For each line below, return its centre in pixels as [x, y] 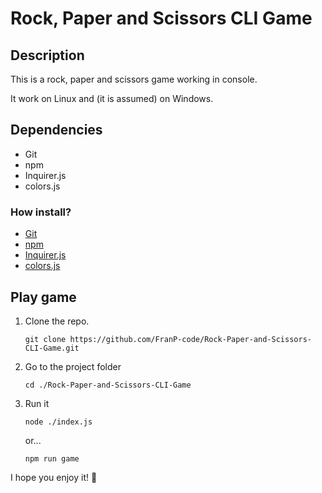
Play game [43, 297]
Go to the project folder [73, 366]
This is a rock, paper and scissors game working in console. [134, 79]
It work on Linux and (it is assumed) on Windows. [112, 98]
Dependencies [56, 130]
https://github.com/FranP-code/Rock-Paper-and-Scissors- [190, 339]
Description [47, 55]
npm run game [52, 458]
